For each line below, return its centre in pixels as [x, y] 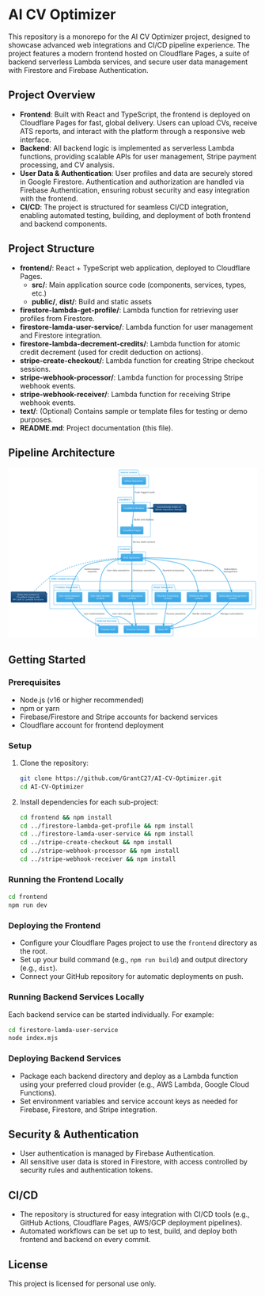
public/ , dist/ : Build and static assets [92, 301]
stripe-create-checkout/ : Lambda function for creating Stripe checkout [137, 360]
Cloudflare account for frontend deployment [92, 725]
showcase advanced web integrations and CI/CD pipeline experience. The [129, 44]
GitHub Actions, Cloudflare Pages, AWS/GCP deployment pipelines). [131, 1223]
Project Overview [52, 96]
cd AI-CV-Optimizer [52, 786]
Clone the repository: [54, 763]
